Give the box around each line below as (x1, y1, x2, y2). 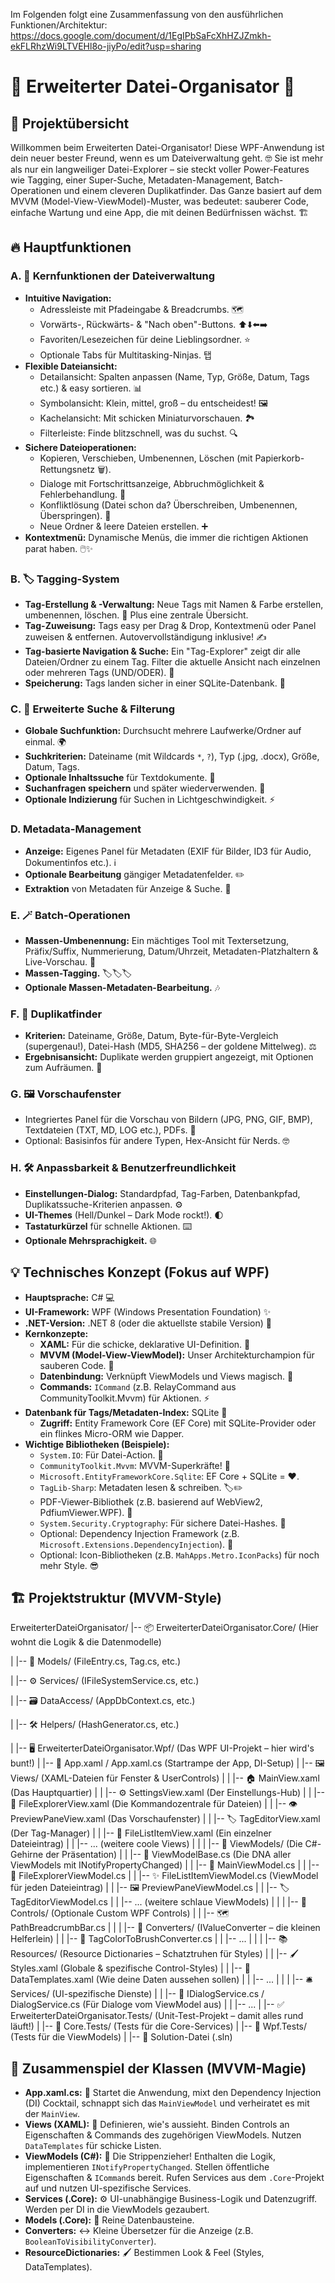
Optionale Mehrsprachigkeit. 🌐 (24, 1234, 157, 1246)
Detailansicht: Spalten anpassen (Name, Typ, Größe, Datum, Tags (39, 370, 310, 383)
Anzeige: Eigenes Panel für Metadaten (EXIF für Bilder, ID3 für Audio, (24, 845, 312, 857)
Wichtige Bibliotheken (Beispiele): (24, 1438, 170, 1450)
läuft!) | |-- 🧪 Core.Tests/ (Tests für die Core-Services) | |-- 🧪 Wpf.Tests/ (10, 2020, 308, 2033)
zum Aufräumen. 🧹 (24, 1062, 103, 1074)
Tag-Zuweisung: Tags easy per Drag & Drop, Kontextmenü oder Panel (24, 619, 317, 631)
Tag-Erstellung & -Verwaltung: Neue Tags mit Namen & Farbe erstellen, (24, 598, 324, 610)
